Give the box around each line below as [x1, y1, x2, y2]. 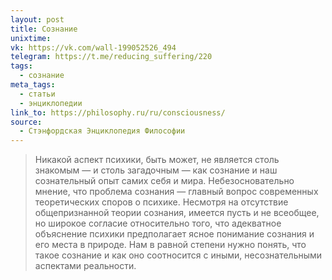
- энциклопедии [19, 98, 83, 108]
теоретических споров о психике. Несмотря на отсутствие [34, 196, 289, 208]
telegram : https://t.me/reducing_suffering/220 [10, 52, 213, 62]
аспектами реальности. [34, 260, 137, 272]
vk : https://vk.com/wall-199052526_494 [10, 42, 177, 53]
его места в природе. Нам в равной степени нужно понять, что [34, 239, 307, 251]
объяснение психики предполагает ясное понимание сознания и [34, 228, 315, 240]
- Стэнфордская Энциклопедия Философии [19, 126, 186, 136]
